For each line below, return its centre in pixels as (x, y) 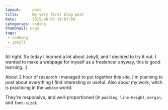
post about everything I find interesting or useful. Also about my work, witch (84, 82)
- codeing (18, 38)
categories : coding (26, 24)
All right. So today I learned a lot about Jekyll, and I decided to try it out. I (81, 56)
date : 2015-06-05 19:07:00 (40, 19)
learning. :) (16, 67)
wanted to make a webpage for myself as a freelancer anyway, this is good (83, 62)
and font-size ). (21, 102)
